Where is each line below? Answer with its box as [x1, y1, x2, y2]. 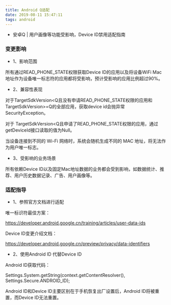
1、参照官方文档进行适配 [12, 198, 64, 205]
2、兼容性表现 [12, 86, 43, 92]
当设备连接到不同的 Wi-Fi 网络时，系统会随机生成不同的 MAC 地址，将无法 [5, 138, 162, 144]
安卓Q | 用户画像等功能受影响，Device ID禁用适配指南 [12, 32, 126, 38]
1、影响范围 [12, 58, 37, 64]
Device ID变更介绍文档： [5, 230, 57, 236]
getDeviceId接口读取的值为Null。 [5, 127, 75, 133]
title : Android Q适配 [5, 7, 50, 13]
